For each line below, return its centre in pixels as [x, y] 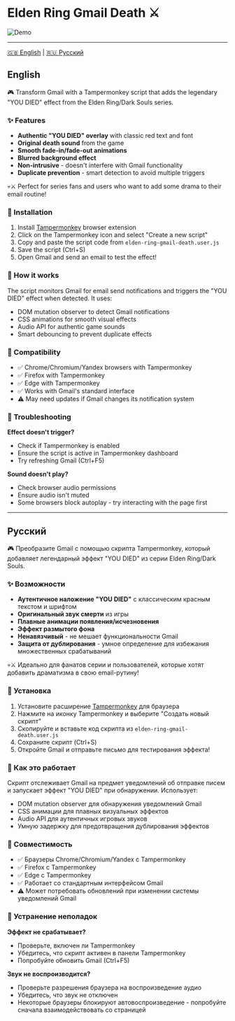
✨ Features [27, 120]
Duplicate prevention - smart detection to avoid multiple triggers [111, 173]
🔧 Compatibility [34, 352]
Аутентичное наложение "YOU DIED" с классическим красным [114, 599]
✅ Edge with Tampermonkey [58, 383]
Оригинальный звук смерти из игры [73, 614]
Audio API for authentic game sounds [71, 326]
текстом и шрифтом [47, 607]
